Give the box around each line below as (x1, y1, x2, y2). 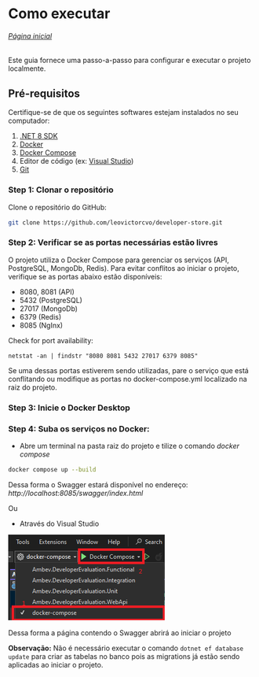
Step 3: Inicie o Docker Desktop (8, 402, 131, 413)
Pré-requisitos (8, 87, 81, 100)
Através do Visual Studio (19, 519, 100, 528)
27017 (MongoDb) (19, 304, 78, 313)
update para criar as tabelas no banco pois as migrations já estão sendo (8, 651, 240, 661)
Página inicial (8, 31, 53, 40)
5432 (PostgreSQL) (19, 295, 82, 305)
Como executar (8, 5, 111, 23)
